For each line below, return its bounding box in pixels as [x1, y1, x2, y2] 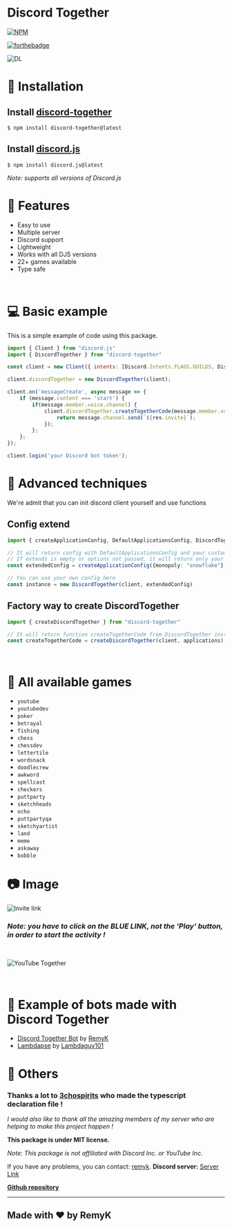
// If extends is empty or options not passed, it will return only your [7, 556, 224, 563]
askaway [17, 845, 39, 852]
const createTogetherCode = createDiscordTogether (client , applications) [7, 637, 224, 644]
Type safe [17, 265, 46, 273]
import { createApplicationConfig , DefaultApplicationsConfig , [7, 537, 193, 544]
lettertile [17, 750, 49, 757]
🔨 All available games [7, 674, 133, 690]
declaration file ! [7, 1099, 64, 1108]
